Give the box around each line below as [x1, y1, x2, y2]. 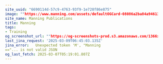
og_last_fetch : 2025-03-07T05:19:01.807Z [5, 51, 90, 57]
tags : [5, 25, 16, 30]
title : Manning [5, 20, 36, 26]
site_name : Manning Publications [5, 16, 73, 21]
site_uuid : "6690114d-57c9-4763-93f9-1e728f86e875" [5, 7, 112, 12]
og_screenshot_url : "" [5, 34, 51, 39]
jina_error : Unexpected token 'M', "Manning [5, 43, 101, 48]
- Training [5, 29, 27, 34]
